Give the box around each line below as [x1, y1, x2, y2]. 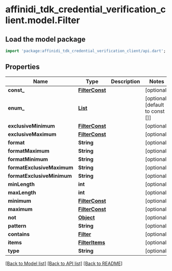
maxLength [8, 189, 36, 196]
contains [8, 231, 30, 238]
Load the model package [5, 35, 86, 44]
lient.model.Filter [5, 14, 80, 26]
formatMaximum [8, 147, 50, 154]
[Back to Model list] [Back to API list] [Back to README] [5, 260, 123, 266]
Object [78, 214, 95, 221]
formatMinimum [8, 155, 48, 162]
